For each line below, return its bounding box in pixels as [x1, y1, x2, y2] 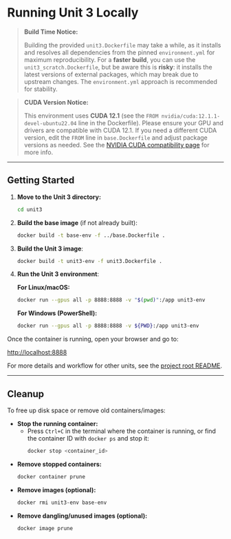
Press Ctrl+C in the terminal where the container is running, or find [27, 427, 217, 435]
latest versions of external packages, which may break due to [23, 70, 199, 78]
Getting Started [7, 174, 75, 187]
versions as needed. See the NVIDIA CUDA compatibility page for [23, 140, 210, 149]
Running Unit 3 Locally [7, 5, 139, 21]
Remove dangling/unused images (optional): [16, 511, 148, 520]
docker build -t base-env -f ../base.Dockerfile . [16, 232, 166, 239]
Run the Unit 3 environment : [16, 270, 100, 278]
